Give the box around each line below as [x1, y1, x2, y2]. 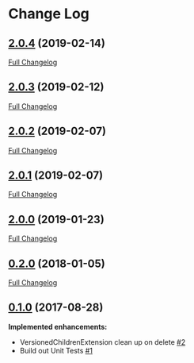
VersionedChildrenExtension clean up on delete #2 [19, 337, 186, 346]
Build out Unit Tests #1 [19, 346, 93, 355]
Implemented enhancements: [8, 322, 108, 331]
